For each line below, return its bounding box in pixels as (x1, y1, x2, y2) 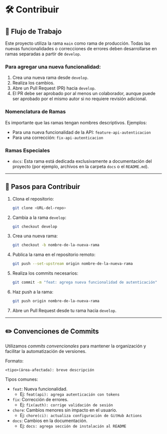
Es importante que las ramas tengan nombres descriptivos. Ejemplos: (5, 119, 147, 125)
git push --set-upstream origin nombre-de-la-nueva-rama (12, 261, 133, 266)
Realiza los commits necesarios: (12, 270, 79, 276)
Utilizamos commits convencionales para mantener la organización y (5, 343, 147, 349)
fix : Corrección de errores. (12, 396, 69, 402)
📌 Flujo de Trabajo (5, 27, 62, 35)
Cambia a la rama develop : (12, 215, 67, 220)
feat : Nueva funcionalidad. (12, 386, 68, 392)
